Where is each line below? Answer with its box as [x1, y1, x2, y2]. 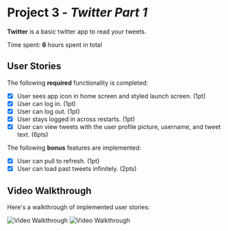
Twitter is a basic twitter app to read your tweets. [7, 27, 147, 36]
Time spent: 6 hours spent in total [7, 40, 103, 49]
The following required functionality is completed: [7, 79, 149, 87]
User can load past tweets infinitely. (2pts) [16, 165, 137, 173]
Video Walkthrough [7, 185, 92, 196]
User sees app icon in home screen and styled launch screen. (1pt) [16, 92, 206, 100]
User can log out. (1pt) [16, 107, 80, 116]
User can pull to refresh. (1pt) [16, 157, 100, 165]
